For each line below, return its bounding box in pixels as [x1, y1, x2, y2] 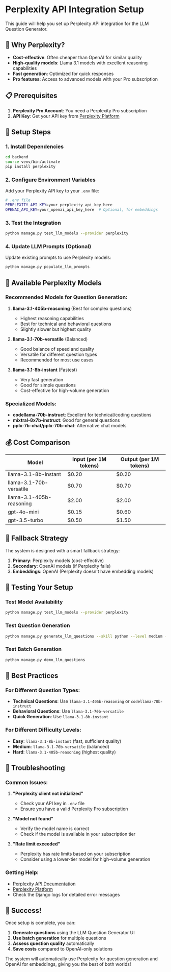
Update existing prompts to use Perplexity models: [5, 254, 111, 261]
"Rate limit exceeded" [12, 841, 61, 847]
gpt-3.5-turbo [8, 517, 43, 524]
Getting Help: [5, 869, 39, 876]
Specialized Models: [5, 400, 57, 407]
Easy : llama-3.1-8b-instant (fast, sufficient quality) [12, 738, 122, 744]
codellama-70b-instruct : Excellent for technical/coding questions [12, 412, 152, 418]
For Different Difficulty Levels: [5, 726, 81, 734]
